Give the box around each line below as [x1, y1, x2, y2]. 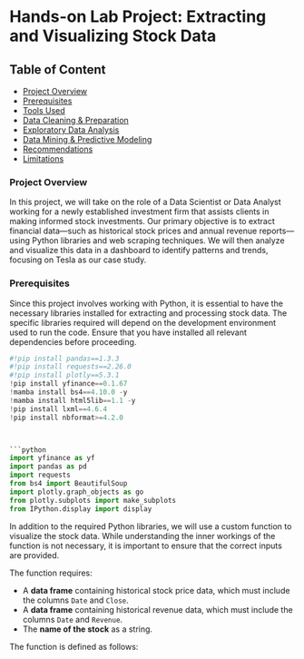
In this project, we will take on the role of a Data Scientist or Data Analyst [9, 197, 281, 208]
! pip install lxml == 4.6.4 [9, 404, 107, 414]
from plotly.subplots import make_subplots [9, 496, 177, 505]
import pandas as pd [9, 462, 88, 471]
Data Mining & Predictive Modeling [22, 134, 152, 144]
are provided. [9, 549, 60, 560]
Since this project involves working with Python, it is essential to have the [9, 298, 284, 309]
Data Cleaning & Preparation [22, 115, 129, 125]
